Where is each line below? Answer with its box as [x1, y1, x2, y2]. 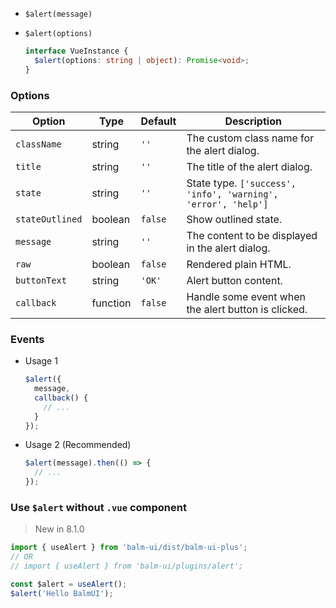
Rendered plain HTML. [186, 257, 292, 271]
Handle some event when [186, 289, 307, 303]
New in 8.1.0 [34, 523, 85, 535]
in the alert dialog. [186, 241, 271, 255]
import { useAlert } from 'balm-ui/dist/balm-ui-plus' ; [10, 543, 248, 553]
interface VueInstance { [24, 46, 129, 56]
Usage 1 [24, 355, 58, 367]
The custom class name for [186, 131, 315, 145]
